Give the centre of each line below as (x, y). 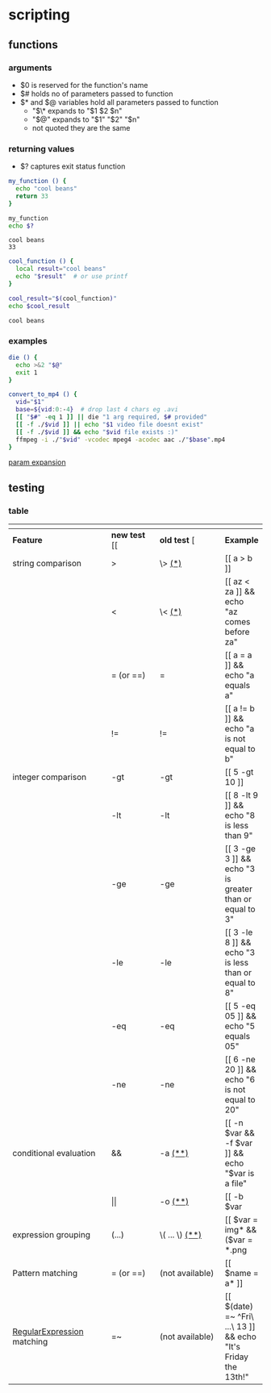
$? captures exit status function (73, 166)
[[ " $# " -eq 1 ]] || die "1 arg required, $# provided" (111, 417)
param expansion (37, 462)
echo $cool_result (39, 306)
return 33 (32, 196)
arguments (30, 68)
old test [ (177, 540)
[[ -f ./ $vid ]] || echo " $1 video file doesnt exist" (110, 424)
